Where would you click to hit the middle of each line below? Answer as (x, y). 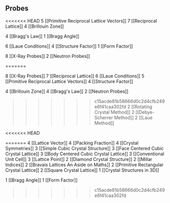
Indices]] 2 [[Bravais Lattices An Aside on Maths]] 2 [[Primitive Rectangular (84, 165)
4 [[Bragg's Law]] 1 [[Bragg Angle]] (42, 36)
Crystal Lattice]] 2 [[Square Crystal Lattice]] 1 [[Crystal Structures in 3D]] (82, 170)
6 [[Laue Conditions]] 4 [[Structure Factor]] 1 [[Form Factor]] (69, 46)
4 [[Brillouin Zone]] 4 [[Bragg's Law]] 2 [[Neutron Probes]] (67, 91)
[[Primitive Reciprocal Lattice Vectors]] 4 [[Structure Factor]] (69, 81)
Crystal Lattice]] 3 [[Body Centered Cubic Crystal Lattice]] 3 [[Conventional (85, 154)
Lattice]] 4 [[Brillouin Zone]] (35, 26)
